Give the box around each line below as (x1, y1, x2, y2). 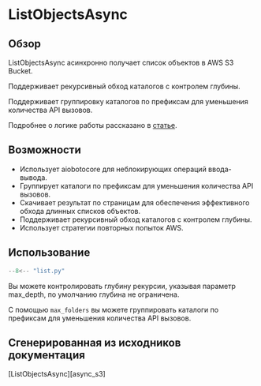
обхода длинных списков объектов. (19, 206, 141, 215)
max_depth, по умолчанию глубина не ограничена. (8, 290, 180, 299)
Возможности (8, 144, 81, 157)
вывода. (19, 172, 47, 182)
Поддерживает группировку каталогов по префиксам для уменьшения (8, 97, 248, 106)
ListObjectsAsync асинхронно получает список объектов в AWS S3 (8, 58, 234, 67)
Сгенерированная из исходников (8, 335, 181, 349)
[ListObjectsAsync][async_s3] (8, 369, 106, 379)
